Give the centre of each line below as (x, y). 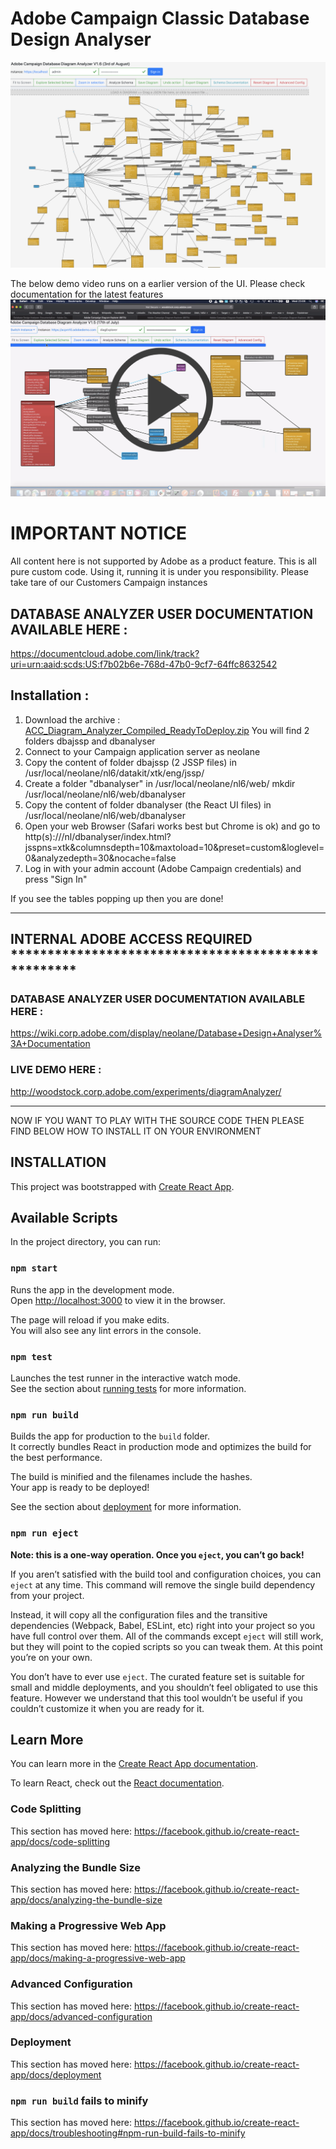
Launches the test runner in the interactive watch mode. (126, 1378)
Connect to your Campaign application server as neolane (142, 751)
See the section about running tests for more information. (128, 1388)
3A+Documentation (50, 1044)
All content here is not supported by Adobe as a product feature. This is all (163, 561)
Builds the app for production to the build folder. (110, 1436)
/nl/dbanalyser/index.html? (116, 836)
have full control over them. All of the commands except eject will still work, (167, 1636)
